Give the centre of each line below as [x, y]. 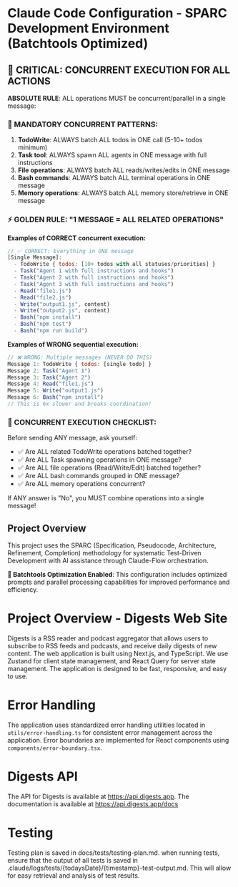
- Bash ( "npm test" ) [43, 324]
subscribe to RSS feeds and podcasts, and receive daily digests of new [112, 646]
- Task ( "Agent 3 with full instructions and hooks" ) [94, 284]
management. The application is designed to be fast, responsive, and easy [117, 669]
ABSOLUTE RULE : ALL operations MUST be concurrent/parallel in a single [117, 98]
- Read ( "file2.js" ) [43, 297]
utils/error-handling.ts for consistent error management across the [110, 732]
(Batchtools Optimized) [78, 44]
